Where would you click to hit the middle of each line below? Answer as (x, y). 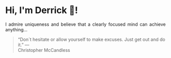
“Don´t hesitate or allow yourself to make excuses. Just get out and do (91, 39)
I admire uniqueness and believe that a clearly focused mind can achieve (85, 24)
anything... (17, 29)
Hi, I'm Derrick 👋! (41, 10)
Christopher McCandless (44, 50)
